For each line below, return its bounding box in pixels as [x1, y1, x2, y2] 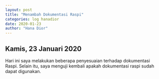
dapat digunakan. [5, 68, 41, 74]
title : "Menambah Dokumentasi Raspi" [5, 12, 84, 17]
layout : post [5, 7, 32, 12]
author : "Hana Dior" [5, 26, 48, 31]
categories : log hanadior [5, 16, 59, 21]
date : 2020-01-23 [5, 21, 41, 26]
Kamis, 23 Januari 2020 [5, 44, 81, 53]
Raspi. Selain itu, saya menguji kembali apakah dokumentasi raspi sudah [5, 63, 154, 69]
